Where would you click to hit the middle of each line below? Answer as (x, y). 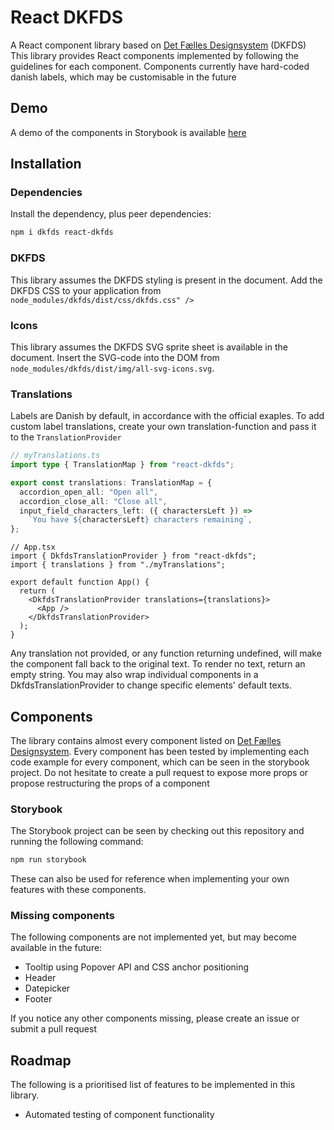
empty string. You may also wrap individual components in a (134, 675)
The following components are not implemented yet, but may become (153, 937)
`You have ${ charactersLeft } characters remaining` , (140, 520)
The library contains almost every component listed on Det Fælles (146, 741)
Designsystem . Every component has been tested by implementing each (160, 752)
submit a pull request (53, 1029)
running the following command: (77, 842)
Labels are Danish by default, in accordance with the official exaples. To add (167, 416)
